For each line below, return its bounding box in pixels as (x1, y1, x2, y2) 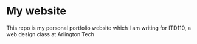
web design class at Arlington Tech (6, 30, 94, 37)
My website (6, 4, 67, 18)
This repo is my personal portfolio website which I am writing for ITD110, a (6, 24, 192, 31)
